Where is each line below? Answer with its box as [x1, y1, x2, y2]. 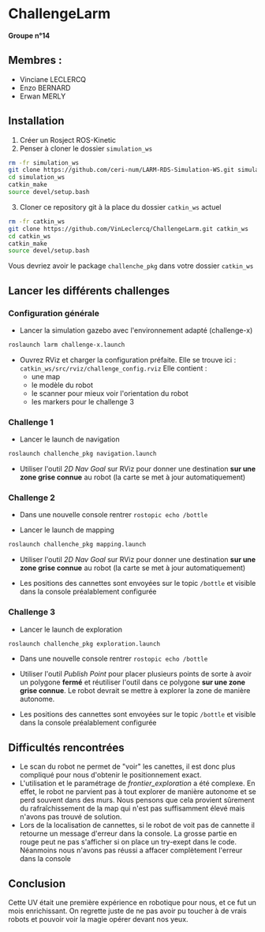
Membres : [8, 54, 62, 67]
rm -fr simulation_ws [8, 158, 80, 166]
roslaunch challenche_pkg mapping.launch [8, 541, 147, 549]
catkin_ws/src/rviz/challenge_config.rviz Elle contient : [19, 363, 207, 373]
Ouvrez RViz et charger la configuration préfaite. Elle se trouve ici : [19, 355, 237, 364]
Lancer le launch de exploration [19, 624, 123, 634]
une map [31, 371, 61, 381]
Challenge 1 [8, 416, 54, 427]
